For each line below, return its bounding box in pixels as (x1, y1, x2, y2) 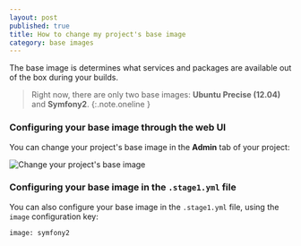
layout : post (9, 13, 58, 22)
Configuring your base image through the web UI (9, 122, 227, 134)
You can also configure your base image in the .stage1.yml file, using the (9, 201, 279, 212)
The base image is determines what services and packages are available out (9, 63, 292, 73)
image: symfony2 (9, 228, 70, 237)
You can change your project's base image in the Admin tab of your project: (9, 141, 290, 152)
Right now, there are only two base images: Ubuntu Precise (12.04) (30, 89, 281, 100)
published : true (9, 21, 70, 30)
